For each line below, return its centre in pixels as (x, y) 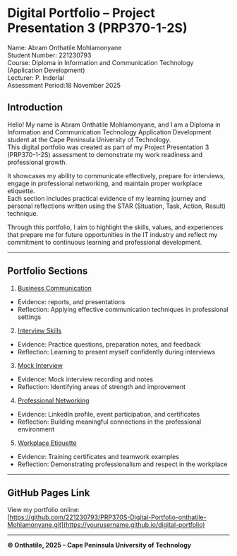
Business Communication (54, 288)
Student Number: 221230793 (49, 55)
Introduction (35, 108)
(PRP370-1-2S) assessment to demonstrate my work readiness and (105, 154)
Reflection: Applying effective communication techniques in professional (123, 309)
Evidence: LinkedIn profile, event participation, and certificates (109, 414)
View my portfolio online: (43, 510)
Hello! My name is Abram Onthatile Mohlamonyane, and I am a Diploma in (114, 124)
